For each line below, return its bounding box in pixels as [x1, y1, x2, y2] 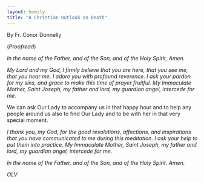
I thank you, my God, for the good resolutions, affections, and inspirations [7, 128, 191, 135]
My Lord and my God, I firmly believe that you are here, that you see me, [7, 66, 188, 73]
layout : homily [7, 8, 45, 15]
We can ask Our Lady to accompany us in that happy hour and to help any [7, 103, 192, 111]
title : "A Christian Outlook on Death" [7, 14, 108, 21]
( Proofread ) [7, 43, 36, 50]
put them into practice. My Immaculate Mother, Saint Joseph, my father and [7, 141, 197, 148]
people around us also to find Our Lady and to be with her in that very [7, 110, 181, 117]
